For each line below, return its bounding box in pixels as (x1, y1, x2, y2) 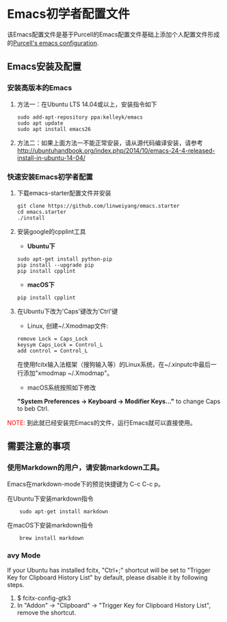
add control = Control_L (16, 347, 88, 354)
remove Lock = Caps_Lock (16, 335, 88, 342)
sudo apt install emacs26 (16, 125, 91, 132)
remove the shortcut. (16, 608, 77, 617)
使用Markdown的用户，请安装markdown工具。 (7, 463, 164, 473)
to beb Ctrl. (16, 404, 49, 412)
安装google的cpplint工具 (16, 227, 87, 235)
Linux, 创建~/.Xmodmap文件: (27, 322, 109, 330)
